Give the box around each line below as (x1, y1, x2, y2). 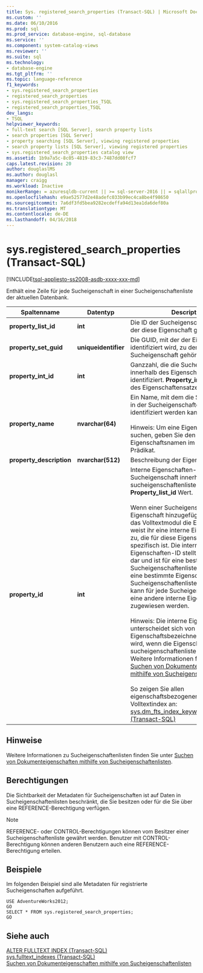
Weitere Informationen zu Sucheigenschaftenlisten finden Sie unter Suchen (6, 751, 193, 758)
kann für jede (130, 586, 168, 595)
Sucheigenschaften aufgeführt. (6, 887, 84, 894)
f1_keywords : (6, 82, 39, 88)
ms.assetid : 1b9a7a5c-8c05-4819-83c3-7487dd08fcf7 (6, 155, 137, 161)
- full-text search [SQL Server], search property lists (6, 127, 153, 133)
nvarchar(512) (77, 456, 120, 464)
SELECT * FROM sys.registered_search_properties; (6, 909, 134, 916)
